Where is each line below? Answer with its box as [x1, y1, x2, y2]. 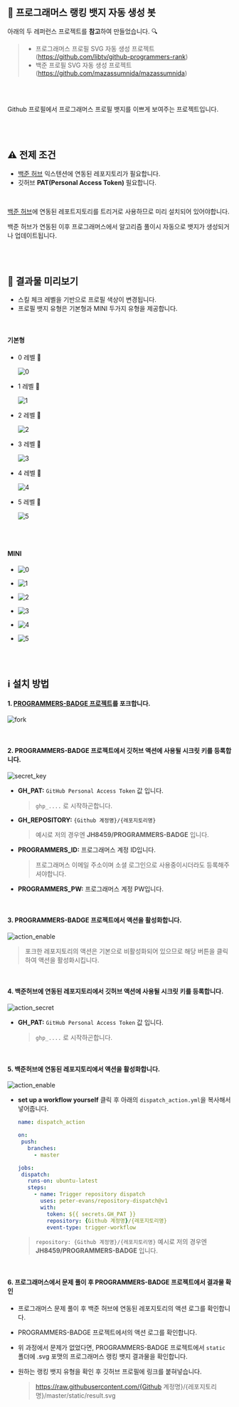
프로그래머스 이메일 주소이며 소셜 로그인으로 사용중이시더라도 [35, 860, 205, 869]
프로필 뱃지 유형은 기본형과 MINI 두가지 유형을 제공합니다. [17, 305, 178, 313]
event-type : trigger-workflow [46, 1223, 137, 1231]
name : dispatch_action [17, 1119, 85, 1126]
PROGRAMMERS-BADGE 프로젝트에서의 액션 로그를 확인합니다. [17, 1328, 198, 1337]
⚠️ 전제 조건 [7, 149, 56, 162]
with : [40, 1203, 57, 1211]
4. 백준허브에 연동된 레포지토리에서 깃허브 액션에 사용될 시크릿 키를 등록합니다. [7, 987, 224, 996]
